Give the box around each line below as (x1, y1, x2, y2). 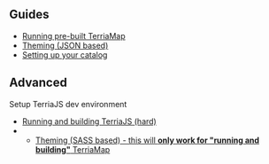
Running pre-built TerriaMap (21, 30, 126, 41)
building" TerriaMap (35, 144, 111, 154)
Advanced (9, 75, 68, 90)
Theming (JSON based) (21, 40, 109, 51)
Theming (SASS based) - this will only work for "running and (35, 135, 259, 145)
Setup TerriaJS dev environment (9, 98, 127, 109)
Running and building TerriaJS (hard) (21, 115, 157, 127)
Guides (9, 7, 50, 22)
